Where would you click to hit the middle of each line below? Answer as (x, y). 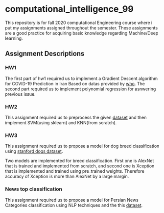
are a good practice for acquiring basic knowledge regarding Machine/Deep (82, 33)
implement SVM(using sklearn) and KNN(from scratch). (61, 122)
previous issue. (20, 94)
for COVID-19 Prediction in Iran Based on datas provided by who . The (75, 83)
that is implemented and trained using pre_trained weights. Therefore (75, 171)
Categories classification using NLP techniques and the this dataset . (74, 205)
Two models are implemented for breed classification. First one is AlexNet (80, 161)
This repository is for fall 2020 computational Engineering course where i (79, 23)
